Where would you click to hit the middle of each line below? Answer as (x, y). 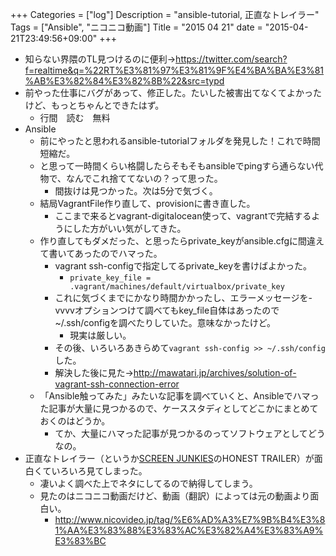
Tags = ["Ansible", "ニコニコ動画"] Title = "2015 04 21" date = (136, 27)
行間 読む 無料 (75, 117)
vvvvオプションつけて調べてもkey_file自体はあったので (167, 310)
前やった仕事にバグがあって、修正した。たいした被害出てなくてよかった (173, 92)
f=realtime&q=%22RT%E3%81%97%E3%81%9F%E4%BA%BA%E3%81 (174, 70)
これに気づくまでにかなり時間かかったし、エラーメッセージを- (183, 297)
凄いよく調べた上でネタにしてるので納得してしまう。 (148, 483)
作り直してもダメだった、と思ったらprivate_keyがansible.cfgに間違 (178, 241)
